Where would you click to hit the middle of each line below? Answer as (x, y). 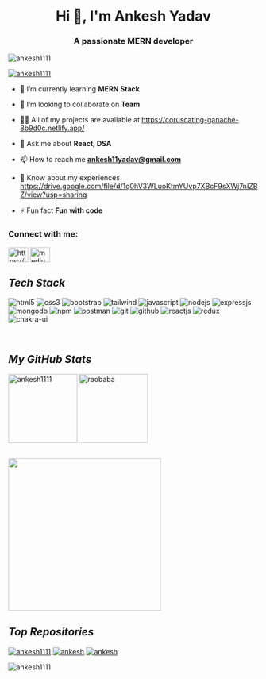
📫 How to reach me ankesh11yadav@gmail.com (100, 160)
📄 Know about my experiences (70, 178)
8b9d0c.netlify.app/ (52, 128)
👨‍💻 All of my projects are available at (80, 120)
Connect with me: (43, 234)
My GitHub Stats (50, 359)
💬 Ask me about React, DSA (66, 144)
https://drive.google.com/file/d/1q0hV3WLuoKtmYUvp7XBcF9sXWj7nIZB (139, 187)
